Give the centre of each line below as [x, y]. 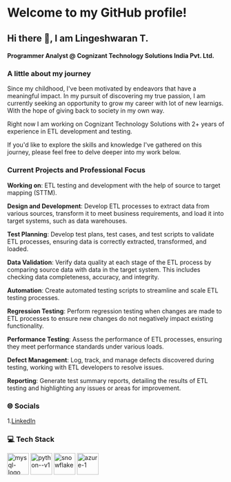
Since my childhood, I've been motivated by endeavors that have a [102, 89]
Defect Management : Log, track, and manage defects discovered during [111, 360]
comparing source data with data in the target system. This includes [104, 269]
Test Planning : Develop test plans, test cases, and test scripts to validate [111, 234]
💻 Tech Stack [31, 439]
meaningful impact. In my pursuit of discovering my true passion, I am [106, 96]
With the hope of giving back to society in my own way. [86, 111]
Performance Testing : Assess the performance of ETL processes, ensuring [115, 339]
